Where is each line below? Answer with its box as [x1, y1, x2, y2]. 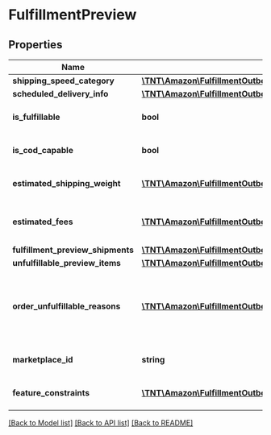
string [141, 354, 165, 365]
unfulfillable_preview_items [12, 258, 121, 268]
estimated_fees [12, 216, 73, 227]
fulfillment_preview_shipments [12, 244, 135, 255]
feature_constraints [12, 387, 90, 398]
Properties [8, 38, 63, 52]
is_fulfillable [12, 111, 60, 122]
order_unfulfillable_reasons [12, 300, 121, 312]
